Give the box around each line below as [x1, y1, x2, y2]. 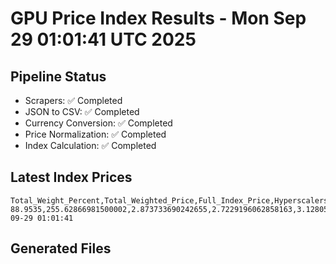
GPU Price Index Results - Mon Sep [10, 7, 307, 30]
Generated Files [10, 240, 112, 257]
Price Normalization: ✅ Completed [24, 128, 167, 140]
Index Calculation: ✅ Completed [24, 140, 157, 151]
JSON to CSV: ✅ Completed [24, 106, 140, 117]
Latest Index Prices [10, 169, 133, 186]
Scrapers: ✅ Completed [24, 95, 123, 106]
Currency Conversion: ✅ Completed [24, 117, 173, 129]
